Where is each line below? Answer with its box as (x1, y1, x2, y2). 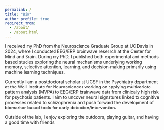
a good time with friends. (5, 119, 56, 125)
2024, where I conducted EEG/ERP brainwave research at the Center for (5, 48, 151, 54)
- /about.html (9, 30, 38, 35)
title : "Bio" (5, 12, 32, 17)
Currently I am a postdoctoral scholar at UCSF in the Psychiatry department (5, 79, 158, 85)
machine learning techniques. (5, 69, 65, 75)
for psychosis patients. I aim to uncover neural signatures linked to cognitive (5, 94, 160, 100)
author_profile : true (5, 16, 50, 21)
